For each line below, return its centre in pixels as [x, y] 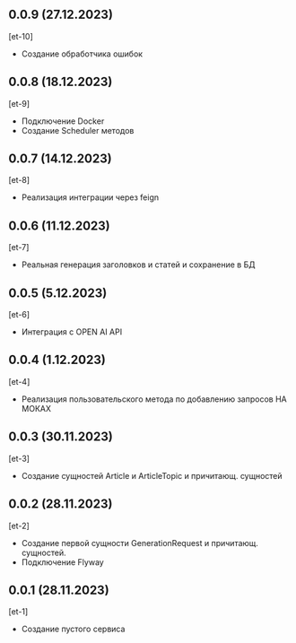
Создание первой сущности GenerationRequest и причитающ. [140, 543]
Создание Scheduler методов [78, 130]
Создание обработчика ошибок [82, 54]
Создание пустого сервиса [73, 629]
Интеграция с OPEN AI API [72, 332]
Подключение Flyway [62, 562]
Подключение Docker [63, 121]
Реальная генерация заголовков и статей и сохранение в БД [138, 265]
